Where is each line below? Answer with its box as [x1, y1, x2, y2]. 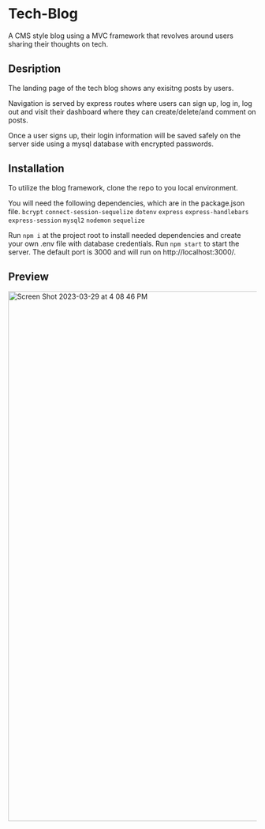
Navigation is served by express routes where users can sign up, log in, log [8, 98, 252, 107]
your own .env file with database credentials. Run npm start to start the [8, 239, 240, 248]
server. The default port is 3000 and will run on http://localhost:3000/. [8, 247, 237, 257]
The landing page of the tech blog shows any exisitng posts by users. [8, 83, 234, 92]
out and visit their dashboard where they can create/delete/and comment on [8, 107, 256, 116]
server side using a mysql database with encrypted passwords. [8, 139, 215, 149]
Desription [8, 62, 62, 76]
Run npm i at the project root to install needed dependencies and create [8, 230, 241, 239]
